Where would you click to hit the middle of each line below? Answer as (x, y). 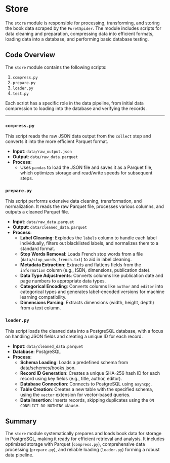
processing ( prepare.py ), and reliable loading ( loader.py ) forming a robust (82, 450)
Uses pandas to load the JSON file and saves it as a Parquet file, (86, 167)
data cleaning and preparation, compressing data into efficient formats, (79, 33)
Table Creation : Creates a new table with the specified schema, (87, 389)
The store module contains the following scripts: (56, 67)
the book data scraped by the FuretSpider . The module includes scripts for (83, 28)
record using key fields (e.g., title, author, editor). (71, 378)
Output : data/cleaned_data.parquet (50, 227)
